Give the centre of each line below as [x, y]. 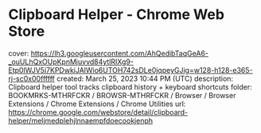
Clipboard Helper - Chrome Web [117, 15]
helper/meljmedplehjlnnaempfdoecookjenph [81, 120]
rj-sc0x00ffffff [32, 78]
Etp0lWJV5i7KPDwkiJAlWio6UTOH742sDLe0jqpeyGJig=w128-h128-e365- [130, 70]
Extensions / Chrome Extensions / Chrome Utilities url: [97, 104]
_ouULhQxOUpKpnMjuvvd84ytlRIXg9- [71, 62]
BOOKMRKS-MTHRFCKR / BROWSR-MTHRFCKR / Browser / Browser [122, 95]
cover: [19, 53]
